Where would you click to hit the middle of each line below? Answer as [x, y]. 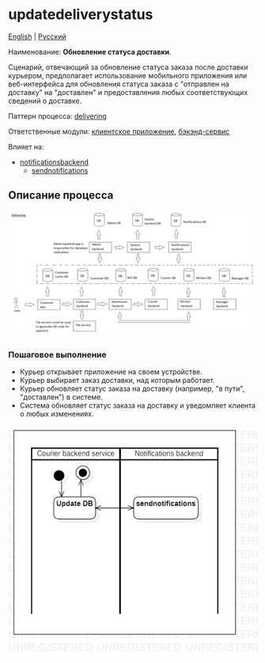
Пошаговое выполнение [57, 354]
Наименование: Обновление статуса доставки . [90, 51]
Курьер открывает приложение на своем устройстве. [111, 371]
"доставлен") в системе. [61, 396]
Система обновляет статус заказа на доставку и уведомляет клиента [137, 405]
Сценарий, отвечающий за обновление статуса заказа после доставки [128, 67]
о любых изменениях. [57, 414]
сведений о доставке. [45, 100]
